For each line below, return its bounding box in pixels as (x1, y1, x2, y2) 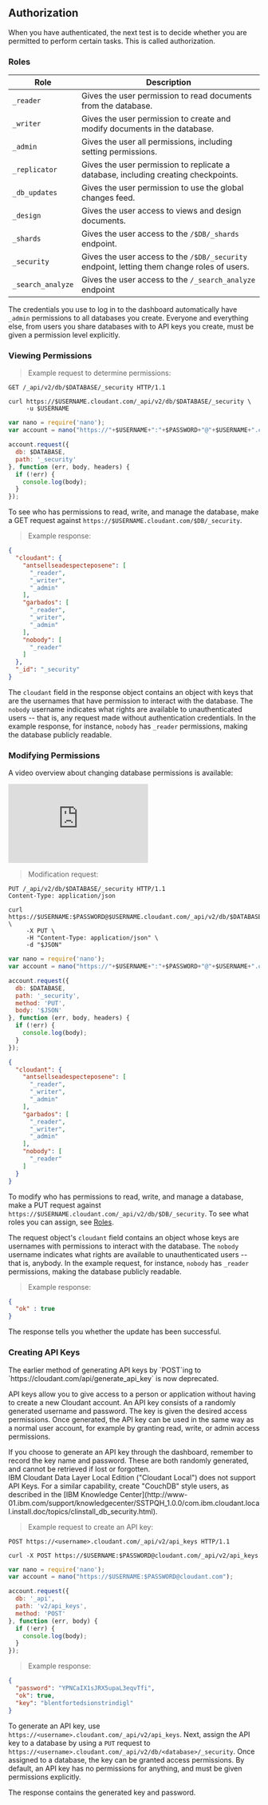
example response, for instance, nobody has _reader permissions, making (8, 721, 248, 731)
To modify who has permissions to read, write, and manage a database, (8, 1192, 244, 1201)
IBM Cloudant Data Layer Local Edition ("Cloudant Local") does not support (8, 1472, 256, 1482)
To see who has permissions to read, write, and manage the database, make (8, 507, 259, 517)
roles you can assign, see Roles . (8, 1217, 114, 1227)
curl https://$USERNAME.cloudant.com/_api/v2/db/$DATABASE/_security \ (8, 397, 251, 406)
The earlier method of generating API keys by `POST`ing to (8, 1365, 202, 1375)
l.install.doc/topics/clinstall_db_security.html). (8, 1507, 158, 1516)
